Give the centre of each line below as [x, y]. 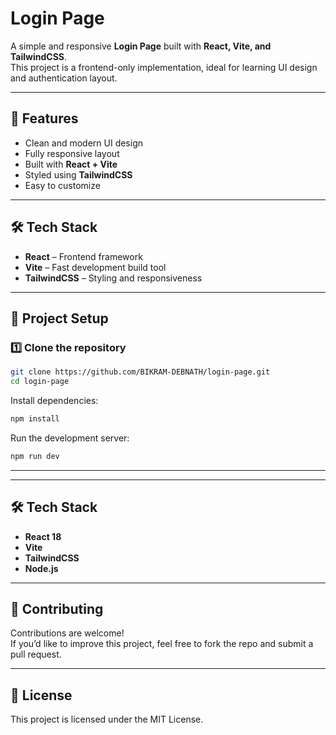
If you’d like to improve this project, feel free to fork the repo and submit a [162, 644]
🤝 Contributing [57, 608]
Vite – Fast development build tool [95, 267]
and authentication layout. [64, 78]
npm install [35, 419]
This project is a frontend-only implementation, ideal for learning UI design [164, 67]
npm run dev [35, 456]
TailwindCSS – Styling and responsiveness [113, 278]
